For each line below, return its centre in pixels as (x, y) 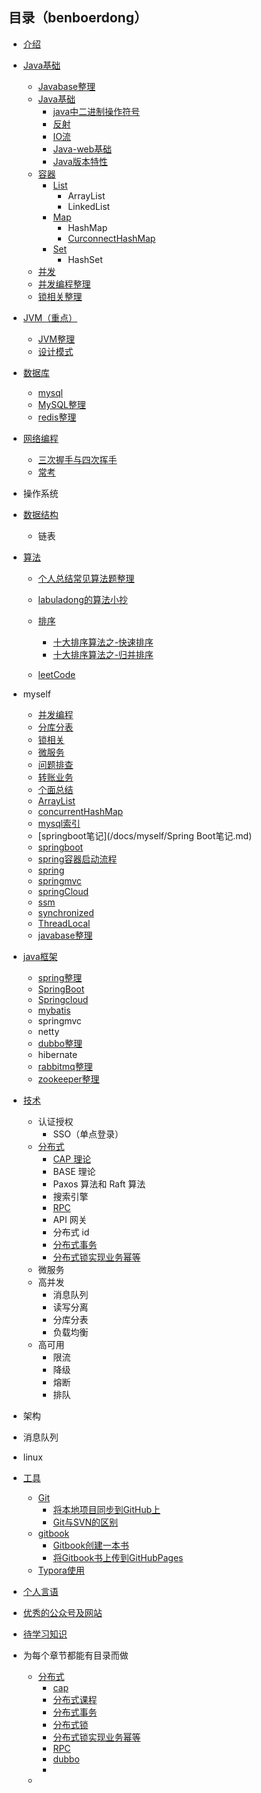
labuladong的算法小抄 (82, 599)
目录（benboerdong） (78, 18)
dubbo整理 (60, 1043)
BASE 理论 (74, 1171)
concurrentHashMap (80, 811)
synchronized (66, 912)
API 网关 (70, 1219)
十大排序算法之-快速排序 (103, 642)
